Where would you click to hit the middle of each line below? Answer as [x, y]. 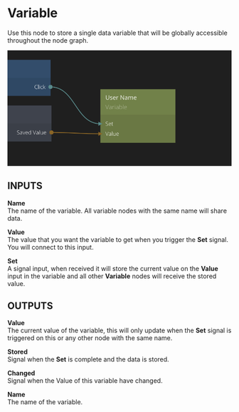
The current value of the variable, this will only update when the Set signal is [119, 331]
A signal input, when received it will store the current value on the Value [113, 268]
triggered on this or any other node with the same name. [90, 338]
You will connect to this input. [51, 247]
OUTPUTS [30, 306]
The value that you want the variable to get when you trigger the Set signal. [118, 239]
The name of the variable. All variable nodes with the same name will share [117, 211]
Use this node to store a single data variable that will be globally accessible [117, 33]
